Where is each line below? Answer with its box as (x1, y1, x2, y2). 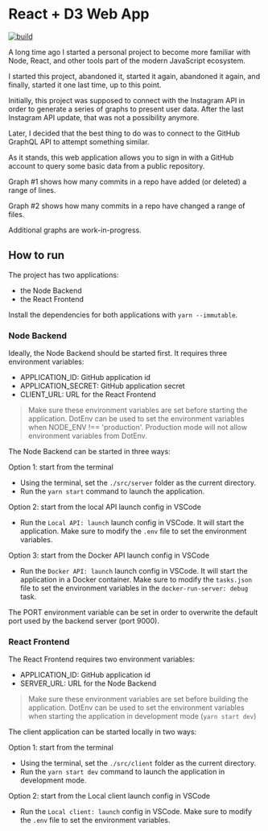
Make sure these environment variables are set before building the (27, 695, 249, 704)
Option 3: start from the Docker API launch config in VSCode (8, 550, 210, 561)
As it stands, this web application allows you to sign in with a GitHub (8, 152, 234, 162)
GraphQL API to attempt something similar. (8, 136, 150, 146)
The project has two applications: (8, 269, 119, 279)
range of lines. (8, 185, 56, 194)
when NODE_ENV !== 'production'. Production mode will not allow (27, 423, 248, 432)
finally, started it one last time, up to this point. (8, 80, 162, 90)
